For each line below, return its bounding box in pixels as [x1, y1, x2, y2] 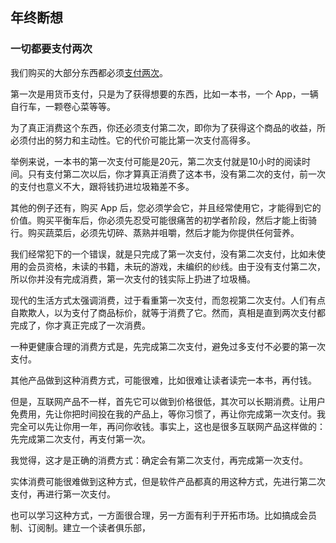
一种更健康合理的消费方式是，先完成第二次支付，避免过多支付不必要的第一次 [10, 340, 326, 352]
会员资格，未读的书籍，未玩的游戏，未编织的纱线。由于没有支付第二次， [27, 260, 326, 272]
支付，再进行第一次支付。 [10, 488, 116, 500]
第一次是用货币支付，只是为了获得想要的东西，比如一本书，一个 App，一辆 [10, 88, 319, 100]
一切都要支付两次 [10, 42, 93, 56]
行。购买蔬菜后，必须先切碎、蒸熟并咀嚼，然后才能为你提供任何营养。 [10, 226, 300, 238]
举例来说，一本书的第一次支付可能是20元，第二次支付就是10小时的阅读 [10, 155, 302, 167]
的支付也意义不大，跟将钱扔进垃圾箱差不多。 [10, 180, 195, 192]
